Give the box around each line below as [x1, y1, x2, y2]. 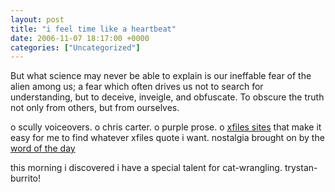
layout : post [10, 14, 65, 25]
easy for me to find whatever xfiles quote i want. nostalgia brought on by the [10, 132, 325, 144]
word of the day [10, 142, 76, 155]
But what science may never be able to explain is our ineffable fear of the [10, 70, 312, 82]
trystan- [284, 162, 318, 174]
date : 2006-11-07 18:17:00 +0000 [10, 33, 150, 43]
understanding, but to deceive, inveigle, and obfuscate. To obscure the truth [10, 91, 325, 103]
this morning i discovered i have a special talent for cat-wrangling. [10, 162, 283, 174]
